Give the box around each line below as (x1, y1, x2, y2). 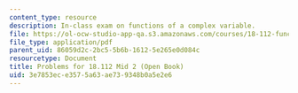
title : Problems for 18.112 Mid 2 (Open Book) (9, 63, 184, 72)
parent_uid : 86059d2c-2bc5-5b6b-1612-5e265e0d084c (9, 46, 200, 55)
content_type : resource (9, 12, 98, 22)
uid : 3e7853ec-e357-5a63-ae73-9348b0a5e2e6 (9, 71, 173, 80)
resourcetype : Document (9, 54, 98, 63)
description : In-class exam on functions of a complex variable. (9, 21, 255, 30)
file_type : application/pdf (9, 37, 114, 47)
